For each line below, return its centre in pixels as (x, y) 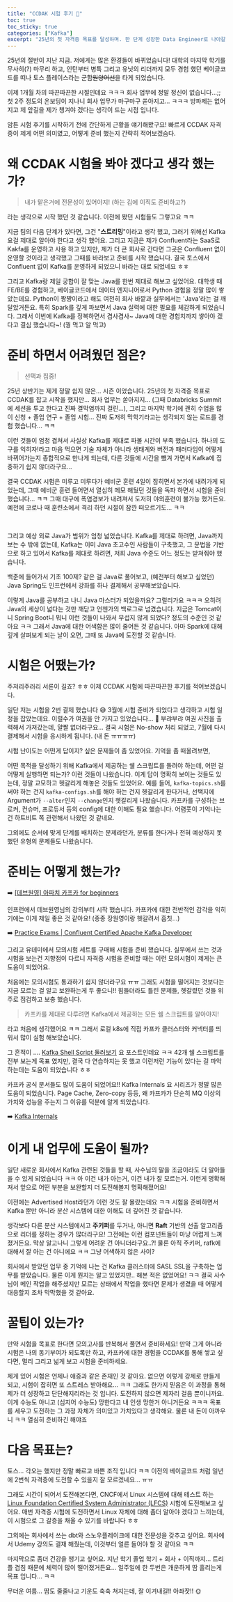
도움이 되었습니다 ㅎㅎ (61, 1069)
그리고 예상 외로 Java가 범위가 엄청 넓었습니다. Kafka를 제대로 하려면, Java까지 (115, 536)
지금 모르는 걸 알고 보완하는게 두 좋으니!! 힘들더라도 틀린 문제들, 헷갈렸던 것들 (112, 990)
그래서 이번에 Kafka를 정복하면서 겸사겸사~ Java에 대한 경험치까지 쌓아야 (116, 316)
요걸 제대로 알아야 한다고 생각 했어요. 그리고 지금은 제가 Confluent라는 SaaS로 (114, 240)
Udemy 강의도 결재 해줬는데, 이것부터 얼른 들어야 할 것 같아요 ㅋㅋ (104, 1544)
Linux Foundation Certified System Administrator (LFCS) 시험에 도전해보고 (112, 1503)
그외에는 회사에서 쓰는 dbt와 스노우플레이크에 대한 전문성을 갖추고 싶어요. (107, 1535)
